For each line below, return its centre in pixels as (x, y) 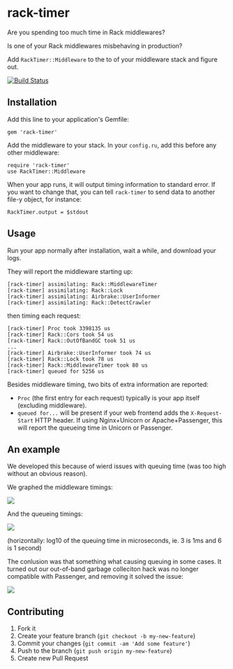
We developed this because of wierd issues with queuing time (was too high (117, 466)
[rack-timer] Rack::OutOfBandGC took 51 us (72, 341)
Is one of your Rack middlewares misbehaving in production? (95, 45)
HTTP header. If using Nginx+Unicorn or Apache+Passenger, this (129, 420)
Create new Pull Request (53, 659)
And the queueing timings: (45, 514)
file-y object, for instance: (44, 199)
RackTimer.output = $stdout (48, 212)
